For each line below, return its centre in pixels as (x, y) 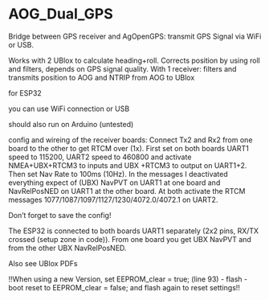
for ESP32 (25, 92)
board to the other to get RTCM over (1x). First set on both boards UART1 (128, 148)
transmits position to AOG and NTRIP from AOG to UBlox (102, 77)
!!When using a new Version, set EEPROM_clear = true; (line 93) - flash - (128, 279)
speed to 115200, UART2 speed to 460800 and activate (100, 157)
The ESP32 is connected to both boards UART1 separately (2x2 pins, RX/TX (134, 231)
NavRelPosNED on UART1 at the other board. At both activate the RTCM (127, 191)
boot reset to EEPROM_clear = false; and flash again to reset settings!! (124, 287)
